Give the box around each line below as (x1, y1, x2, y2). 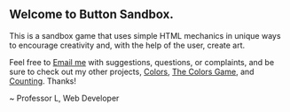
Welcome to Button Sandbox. (9, 7, 175, 22)
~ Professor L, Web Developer (9, 93, 120, 103)
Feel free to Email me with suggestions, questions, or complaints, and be (9, 56, 275, 67)
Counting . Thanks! (9, 75, 77, 86)
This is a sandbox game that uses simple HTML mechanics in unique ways (9, 30, 281, 41)
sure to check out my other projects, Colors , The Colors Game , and (9, 66, 255, 77)
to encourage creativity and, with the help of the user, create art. (9, 40, 246, 50)
